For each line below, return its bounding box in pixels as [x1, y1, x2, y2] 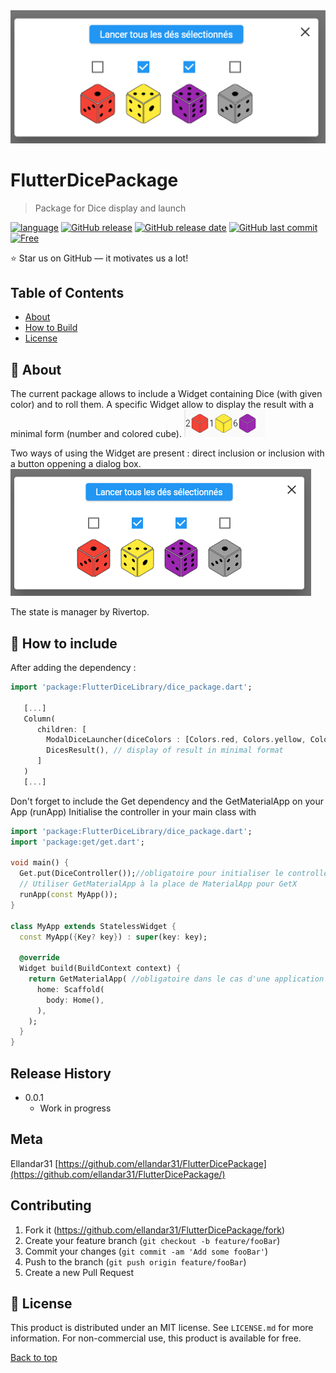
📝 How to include [10, 635, 118, 652]
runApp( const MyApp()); [19, 890, 118, 900]
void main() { [10, 858, 70, 868]
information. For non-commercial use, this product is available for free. [10, 1332, 302, 1344]
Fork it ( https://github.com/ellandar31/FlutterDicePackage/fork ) [24, 1224, 285, 1236]
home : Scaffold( [36, 984, 105, 994]
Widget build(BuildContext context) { [19, 964, 182, 974]
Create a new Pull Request [24, 1266, 135, 1278]
